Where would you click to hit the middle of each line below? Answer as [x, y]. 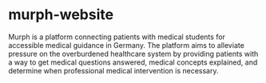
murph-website [61, 15]
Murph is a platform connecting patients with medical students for [117, 37]
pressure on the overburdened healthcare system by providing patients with [133, 53]
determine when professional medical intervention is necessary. [113, 70]
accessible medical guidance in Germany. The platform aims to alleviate [127, 45]
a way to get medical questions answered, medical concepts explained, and [133, 62]
